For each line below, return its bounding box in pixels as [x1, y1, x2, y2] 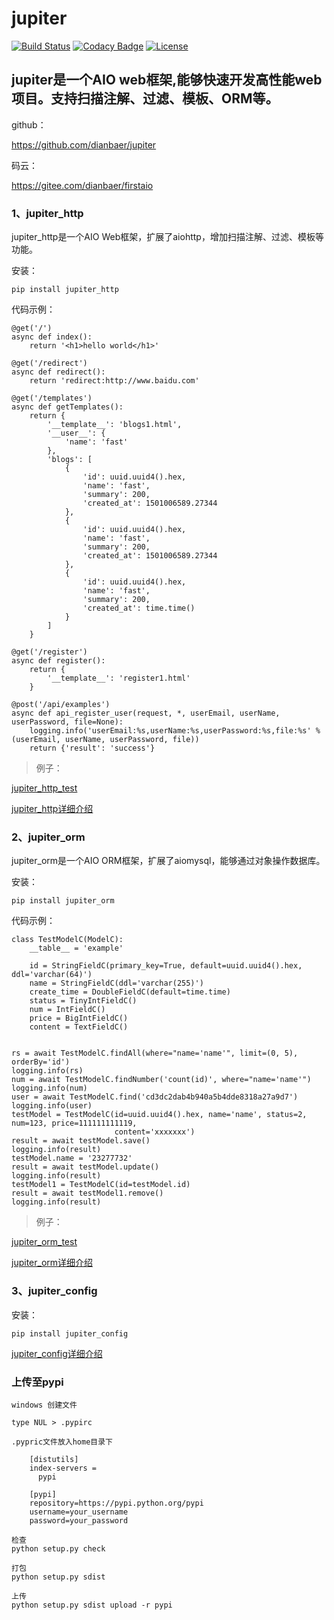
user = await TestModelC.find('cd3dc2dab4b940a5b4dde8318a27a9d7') [11, 1092, 299, 1102]
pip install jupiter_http [11, 285, 119, 295]
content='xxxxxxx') [114, 1127, 196, 1137]
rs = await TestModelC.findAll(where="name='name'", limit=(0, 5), [11, 1048, 299, 1059]
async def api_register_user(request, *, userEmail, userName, [11, 708, 281, 719]
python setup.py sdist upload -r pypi [11, 1600, 173, 1610]
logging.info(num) [11, 1083, 88, 1094]
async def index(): [11, 332, 93, 342]
